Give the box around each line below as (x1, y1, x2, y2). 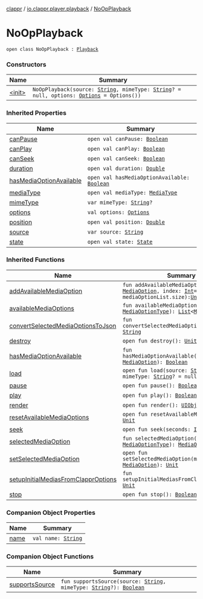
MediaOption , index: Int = (122, 287, 198, 294)
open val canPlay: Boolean (87, 145, 165, 152)
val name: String (32, 535, 83, 542)
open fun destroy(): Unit (122, 337, 198, 344)
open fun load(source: (122, 367, 188, 374)
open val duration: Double (87, 165, 165, 172)
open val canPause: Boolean (87, 136, 168, 142)
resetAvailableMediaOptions (9, 413, 89, 421)
